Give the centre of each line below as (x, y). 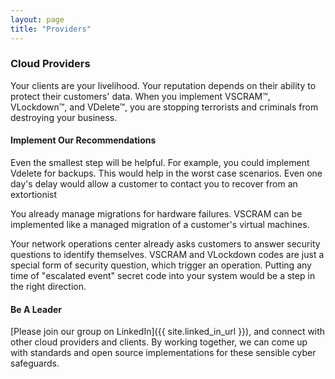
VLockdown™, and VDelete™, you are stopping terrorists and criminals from (164, 107)
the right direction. (48, 286)
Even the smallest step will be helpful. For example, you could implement (160, 162)
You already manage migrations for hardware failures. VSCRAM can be (156, 214)
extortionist (34, 194)
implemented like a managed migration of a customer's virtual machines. (160, 224)
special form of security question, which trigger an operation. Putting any (161, 265)
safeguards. (35, 363)
